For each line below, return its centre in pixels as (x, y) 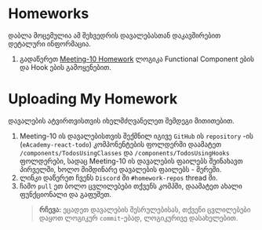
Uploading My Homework (93, 99)
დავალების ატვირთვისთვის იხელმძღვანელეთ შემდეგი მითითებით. (121, 120)
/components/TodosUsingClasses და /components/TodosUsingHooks (124, 152)
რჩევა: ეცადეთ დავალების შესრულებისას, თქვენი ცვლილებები (145, 210)
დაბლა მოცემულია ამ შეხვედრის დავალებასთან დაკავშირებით (115, 35)
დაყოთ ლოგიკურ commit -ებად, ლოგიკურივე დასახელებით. (138, 217)
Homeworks (49, 14)
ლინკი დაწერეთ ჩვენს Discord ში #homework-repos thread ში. (118, 177)
